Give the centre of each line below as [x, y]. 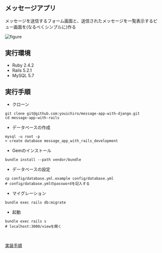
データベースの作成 [31, 128]
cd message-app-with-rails [32, 118]
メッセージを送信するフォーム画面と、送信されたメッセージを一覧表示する [79, 21]
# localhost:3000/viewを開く [33, 227]
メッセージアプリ [31, 8]
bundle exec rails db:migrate [36, 202]
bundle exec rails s [26, 221]
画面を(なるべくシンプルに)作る [45, 27]
